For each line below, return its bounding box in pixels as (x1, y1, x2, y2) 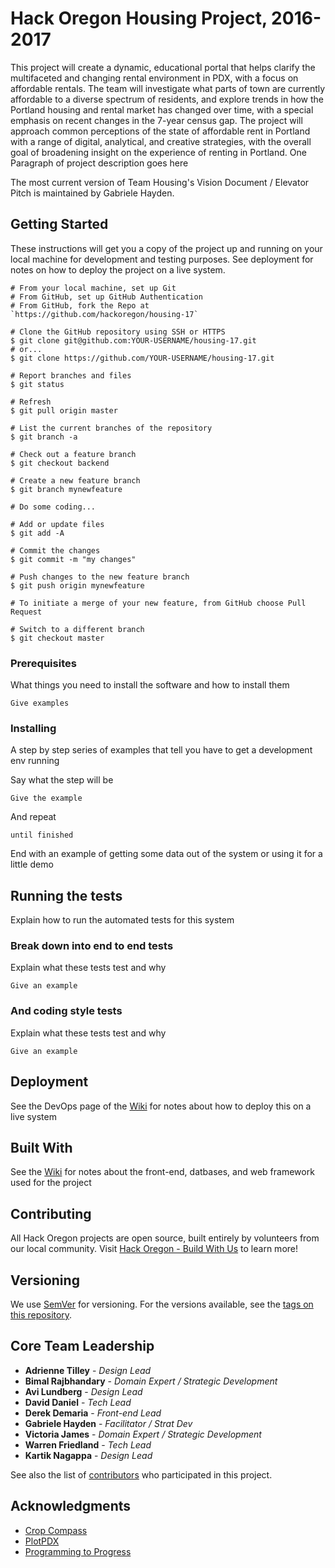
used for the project (10, 1177, 92, 1189)
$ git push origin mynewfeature (10, 580, 145, 591)
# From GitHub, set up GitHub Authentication (10, 292, 203, 302)
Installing (10, 721, 57, 735)
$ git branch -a (10, 432, 78, 442)
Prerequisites (10, 656, 77, 670)
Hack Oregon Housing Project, (10, 7, 268, 30)
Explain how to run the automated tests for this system (10, 914, 235, 926)
